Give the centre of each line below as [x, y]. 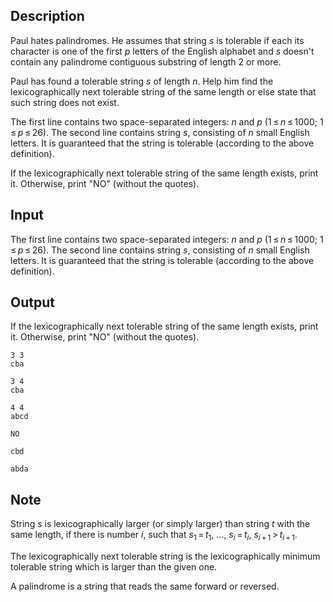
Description [47, 16]
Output [32, 302]
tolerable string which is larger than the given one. [114, 567]
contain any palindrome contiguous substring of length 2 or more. [146, 61]
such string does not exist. [65, 102]
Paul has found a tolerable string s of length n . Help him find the [142, 81]
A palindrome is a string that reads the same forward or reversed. [145, 586]
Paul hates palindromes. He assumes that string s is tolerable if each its [157, 40]
